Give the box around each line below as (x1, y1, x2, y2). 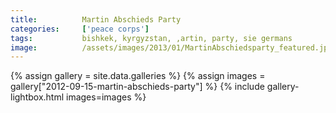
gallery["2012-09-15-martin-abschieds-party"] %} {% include (10, 81, 265, 93)
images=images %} (66, 91, 147, 103)
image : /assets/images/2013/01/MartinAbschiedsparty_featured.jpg (10, 42, 333, 53)
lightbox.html (10, 91, 65, 103)
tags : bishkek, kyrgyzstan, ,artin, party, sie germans (10, 33, 293, 43)
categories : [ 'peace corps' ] (10, 24, 150, 34)
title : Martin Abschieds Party (10, 14, 182, 25)
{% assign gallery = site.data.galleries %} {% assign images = (10, 70, 266, 82)
